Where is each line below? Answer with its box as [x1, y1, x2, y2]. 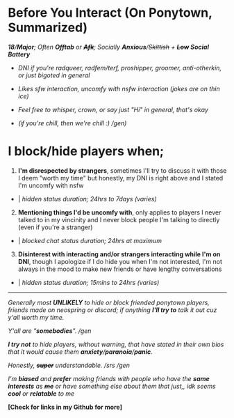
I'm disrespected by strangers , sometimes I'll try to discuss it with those [17, 166, 227, 175]
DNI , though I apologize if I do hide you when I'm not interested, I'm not [17, 257, 223, 265]
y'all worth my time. [8, 313, 65, 321]
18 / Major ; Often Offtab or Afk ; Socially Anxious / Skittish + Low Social [8, 42, 209, 51]
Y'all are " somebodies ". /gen [8, 326, 92, 335]
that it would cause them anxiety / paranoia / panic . [8, 347, 153, 356]
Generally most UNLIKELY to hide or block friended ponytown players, [8, 298, 210, 307]
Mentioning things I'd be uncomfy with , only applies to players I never [17, 208, 222, 217]
